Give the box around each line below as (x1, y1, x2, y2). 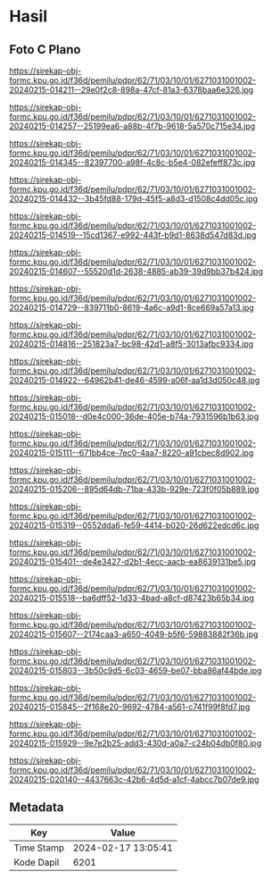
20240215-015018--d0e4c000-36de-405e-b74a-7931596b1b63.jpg (9, 411, 260, 422)
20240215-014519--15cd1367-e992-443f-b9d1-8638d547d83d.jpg (9, 230, 257, 240)
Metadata (9, 800, 64, 815)
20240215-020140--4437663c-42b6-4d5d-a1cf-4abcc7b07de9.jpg (9, 775, 260, 784)
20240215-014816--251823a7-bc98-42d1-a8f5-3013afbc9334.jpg (9, 339, 254, 349)
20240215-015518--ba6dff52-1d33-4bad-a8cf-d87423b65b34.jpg (9, 592, 254, 603)
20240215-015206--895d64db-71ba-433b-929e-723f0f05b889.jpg (9, 484, 260, 494)
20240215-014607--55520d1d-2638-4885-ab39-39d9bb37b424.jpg (9, 266, 263, 276)
